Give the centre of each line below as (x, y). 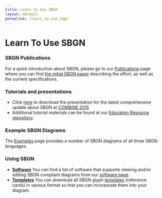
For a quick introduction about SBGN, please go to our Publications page (78, 68)
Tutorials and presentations (38, 92)
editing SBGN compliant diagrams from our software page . (71, 175)
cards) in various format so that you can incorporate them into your (79, 185)
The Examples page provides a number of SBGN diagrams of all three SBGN (81, 141)
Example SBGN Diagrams (35, 131)
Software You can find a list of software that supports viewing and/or (81, 169)
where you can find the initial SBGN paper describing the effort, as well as (79, 74)
